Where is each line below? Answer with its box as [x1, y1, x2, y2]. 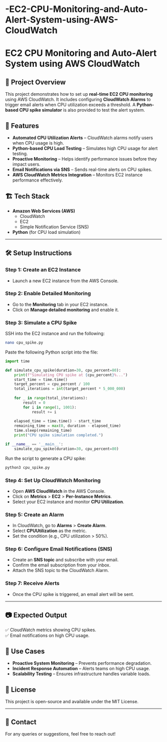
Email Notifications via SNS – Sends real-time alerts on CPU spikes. [12, 167, 153, 173]
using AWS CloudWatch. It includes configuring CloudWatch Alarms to [5, 96, 151, 103]
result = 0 [23, 400, 46, 405]
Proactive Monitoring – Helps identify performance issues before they [12, 156, 157, 162]
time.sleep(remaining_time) [14, 428, 72, 433]
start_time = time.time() [14, 377, 68, 382]
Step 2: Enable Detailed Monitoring [5, 290, 91, 297]
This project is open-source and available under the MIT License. [5, 699, 139, 705]
